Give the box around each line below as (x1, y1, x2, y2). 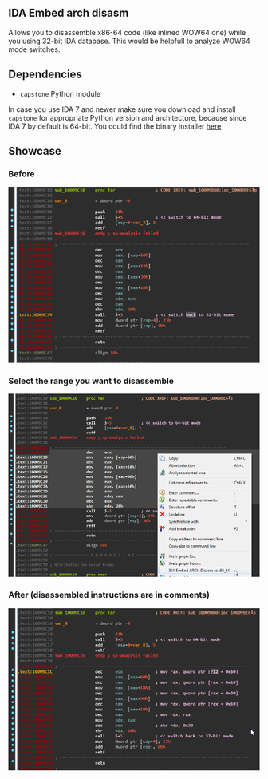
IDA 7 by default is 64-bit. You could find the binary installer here (8, 121, 222, 131)
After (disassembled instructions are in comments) (8, 590, 210, 601)
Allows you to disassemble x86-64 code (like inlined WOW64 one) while (8, 27, 246, 37)
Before (8, 168, 35, 179)
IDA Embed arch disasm (8, 6, 129, 20)
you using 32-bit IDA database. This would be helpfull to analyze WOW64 (8, 36, 250, 45)
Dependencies (8, 68, 82, 81)
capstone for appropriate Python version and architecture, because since (8, 113, 247, 122)
